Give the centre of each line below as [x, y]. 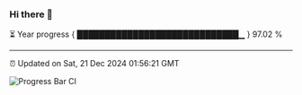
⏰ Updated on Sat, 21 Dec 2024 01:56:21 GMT [94, 64]
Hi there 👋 [31, 14]
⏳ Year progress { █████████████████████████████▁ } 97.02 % [146, 34]
